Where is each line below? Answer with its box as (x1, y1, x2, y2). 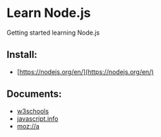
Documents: (6, 88, 62, 100)
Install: (6, 49, 38, 61)
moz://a (16, 121, 40, 130)
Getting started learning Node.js (6, 28, 100, 37)
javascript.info (16, 114, 59, 123)
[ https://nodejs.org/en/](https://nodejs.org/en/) (16, 67, 154, 76)
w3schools (16, 107, 49, 115)
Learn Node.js (6, 5, 91, 21)
